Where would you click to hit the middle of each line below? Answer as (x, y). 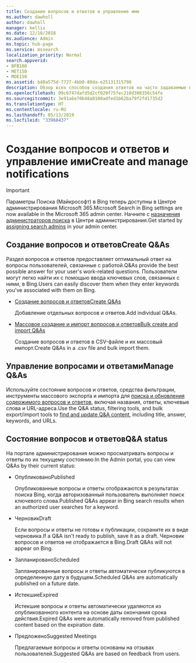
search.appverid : (27, 60)
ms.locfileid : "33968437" (37, 121)
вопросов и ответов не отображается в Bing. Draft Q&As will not (93, 542)
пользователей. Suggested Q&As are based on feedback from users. (97, 654)
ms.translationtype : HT (35, 104)
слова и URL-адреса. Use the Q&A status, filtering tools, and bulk (85, 408)
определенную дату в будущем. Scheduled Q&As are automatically (96, 577)
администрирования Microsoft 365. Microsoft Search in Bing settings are (94, 208)
